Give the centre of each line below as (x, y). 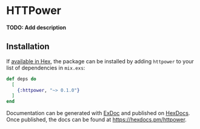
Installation (28, 47)
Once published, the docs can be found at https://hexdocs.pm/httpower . (96, 120)
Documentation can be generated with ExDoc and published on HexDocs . (98, 113)
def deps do (21, 79)
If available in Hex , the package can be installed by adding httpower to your (100, 61)
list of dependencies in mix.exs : (46, 68)
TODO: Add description (36, 27)
